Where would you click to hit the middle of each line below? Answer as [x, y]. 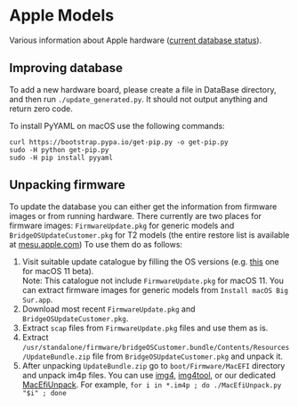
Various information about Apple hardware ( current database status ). [136, 40]
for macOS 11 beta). [58, 271]
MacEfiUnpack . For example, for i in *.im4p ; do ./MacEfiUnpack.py [152, 385]
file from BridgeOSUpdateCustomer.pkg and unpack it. [187, 356]
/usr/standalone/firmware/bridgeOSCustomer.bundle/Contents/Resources [156, 347]
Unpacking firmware [68, 185]
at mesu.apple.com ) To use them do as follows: [96, 244]
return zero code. [41, 109]
